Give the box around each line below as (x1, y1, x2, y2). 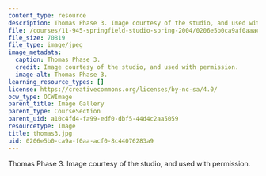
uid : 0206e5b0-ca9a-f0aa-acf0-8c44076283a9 (8, 136, 154, 145)
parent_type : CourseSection (8, 108, 101, 116)
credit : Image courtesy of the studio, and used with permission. (15, 63, 239, 71)
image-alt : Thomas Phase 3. (15, 71, 108, 78)
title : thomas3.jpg (8, 129, 73, 137)
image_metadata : (8, 48, 62, 56)
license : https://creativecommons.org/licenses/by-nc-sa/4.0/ (8, 85, 218, 94)
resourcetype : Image (8, 122, 77, 130)
